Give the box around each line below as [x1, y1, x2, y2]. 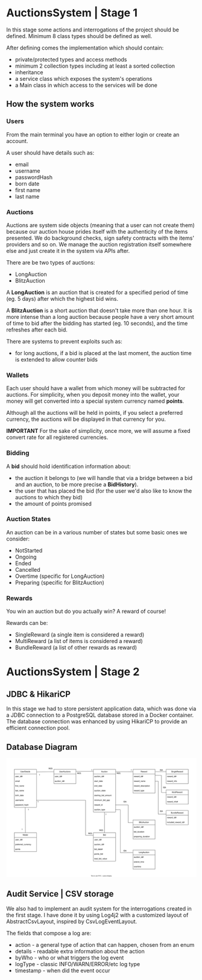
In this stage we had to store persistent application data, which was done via [6, 705, 197, 713]
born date [14, 180, 40, 187]
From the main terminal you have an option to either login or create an [6, 130, 180, 138]
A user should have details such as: [6, 149, 95, 156]
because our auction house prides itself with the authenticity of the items [6, 228, 188, 235]
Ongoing [14, 553, 37, 560]
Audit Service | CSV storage [6, 889, 114, 899]
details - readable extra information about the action [14, 947, 145, 955]
